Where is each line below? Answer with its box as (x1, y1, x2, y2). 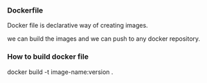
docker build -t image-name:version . (7, 68, 114, 76)
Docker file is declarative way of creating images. (7, 21, 148, 30)
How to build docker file (7, 52, 89, 62)
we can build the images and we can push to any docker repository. (7, 35, 201, 43)
